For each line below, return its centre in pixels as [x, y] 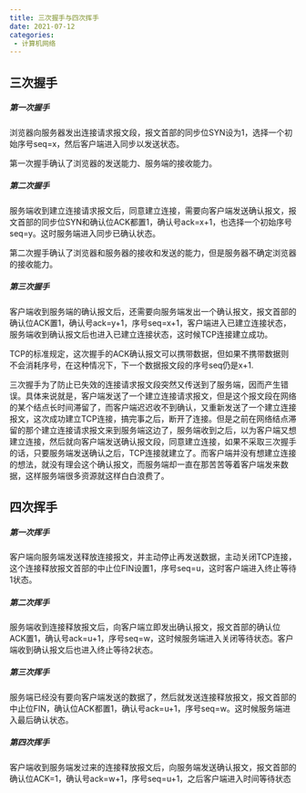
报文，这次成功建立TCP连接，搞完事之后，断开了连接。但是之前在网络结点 [149, 418]
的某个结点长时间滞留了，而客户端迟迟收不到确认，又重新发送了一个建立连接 [153, 407]
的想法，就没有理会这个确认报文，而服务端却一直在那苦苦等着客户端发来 [145, 464]
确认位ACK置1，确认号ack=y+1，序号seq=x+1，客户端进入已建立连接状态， [150, 323]
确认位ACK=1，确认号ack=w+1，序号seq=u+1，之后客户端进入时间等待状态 [150, 778]
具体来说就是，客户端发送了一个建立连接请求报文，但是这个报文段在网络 [161, 396]
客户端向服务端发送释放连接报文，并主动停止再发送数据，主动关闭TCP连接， [153, 557]
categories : [32, 35]
